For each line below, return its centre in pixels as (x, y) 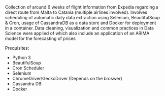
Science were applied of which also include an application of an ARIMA (77, 33)
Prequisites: (17, 48)
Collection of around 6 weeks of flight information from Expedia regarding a (82, 7)
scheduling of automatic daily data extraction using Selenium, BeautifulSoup (82, 17)
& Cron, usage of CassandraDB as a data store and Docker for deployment (81, 23)
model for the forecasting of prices (41, 38)
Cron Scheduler (28, 68)
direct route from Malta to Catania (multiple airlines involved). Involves (76, 12)
